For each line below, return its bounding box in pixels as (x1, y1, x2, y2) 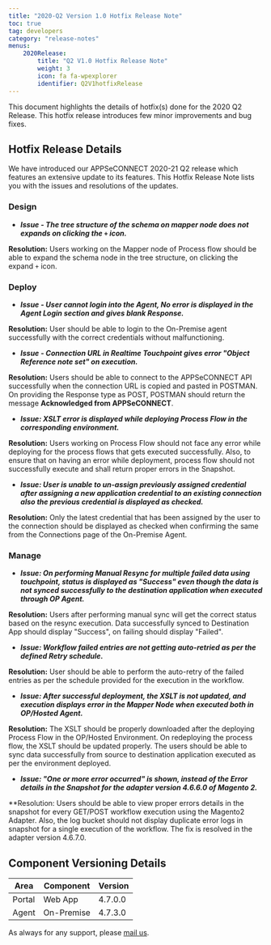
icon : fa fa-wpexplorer (37, 72, 117, 80)
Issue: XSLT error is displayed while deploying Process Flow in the (19, 413, 248, 423)
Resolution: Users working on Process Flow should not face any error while (8, 438, 261, 447)
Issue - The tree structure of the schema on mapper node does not (19, 219, 249, 229)
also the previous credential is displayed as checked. (19, 497, 204, 506)
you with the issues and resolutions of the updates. (8, 181, 179, 191)
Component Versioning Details (8, 856, 167, 870)
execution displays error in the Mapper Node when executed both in (19, 700, 254, 710)
